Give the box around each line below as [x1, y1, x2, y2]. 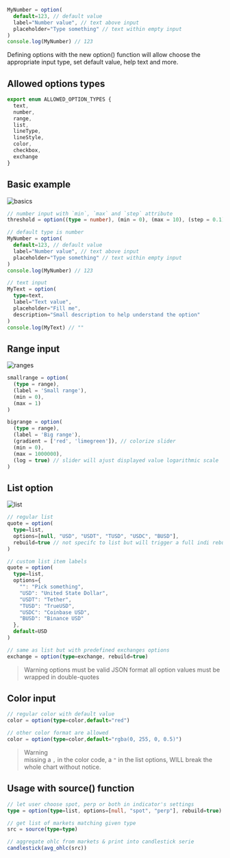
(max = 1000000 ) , [13, 450, 63, 457]
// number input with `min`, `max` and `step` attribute [7, 210, 173, 217]
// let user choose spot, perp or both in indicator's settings [7, 800, 194, 808]
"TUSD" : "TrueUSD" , [19, 602, 75, 609]
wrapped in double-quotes [23, 672, 99, 681]
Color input [7, 693, 56, 704]
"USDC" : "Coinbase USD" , [19, 609, 90, 616]
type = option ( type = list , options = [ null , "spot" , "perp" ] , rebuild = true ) [7, 807, 222, 814]
